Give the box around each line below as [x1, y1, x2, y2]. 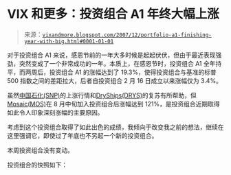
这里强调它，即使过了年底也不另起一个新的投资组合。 [7, 131, 158, 139]
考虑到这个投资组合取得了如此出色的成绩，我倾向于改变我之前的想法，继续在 [7, 123, 224, 131]
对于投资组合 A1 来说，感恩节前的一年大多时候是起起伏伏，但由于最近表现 [7, 51, 216, 59]
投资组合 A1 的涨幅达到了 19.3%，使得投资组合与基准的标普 [49, 68, 217, 76]
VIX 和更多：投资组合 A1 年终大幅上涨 [7, 6, 219, 22]
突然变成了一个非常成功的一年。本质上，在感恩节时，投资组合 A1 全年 [19, 59, 216, 67]
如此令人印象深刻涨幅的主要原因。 [7, 108, 104, 117]
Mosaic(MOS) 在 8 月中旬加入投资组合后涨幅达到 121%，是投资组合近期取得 [7, 100, 220, 108]
